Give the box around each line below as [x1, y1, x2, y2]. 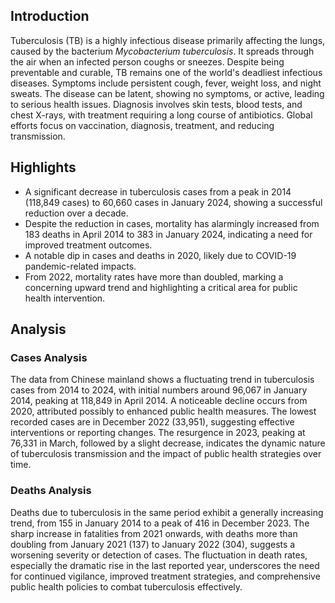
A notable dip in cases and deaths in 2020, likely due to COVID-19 [24, 249, 297, 261]
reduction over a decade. [24, 207, 129, 219]
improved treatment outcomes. [24, 239, 153, 251]
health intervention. [24, 292, 106, 304]
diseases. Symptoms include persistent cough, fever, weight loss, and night [10, 77, 322, 89]
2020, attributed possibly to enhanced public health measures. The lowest [10, 405, 317, 418]
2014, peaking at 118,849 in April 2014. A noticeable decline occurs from [10, 395, 308, 407]
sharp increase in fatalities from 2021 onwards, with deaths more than [10, 527, 298, 539]
